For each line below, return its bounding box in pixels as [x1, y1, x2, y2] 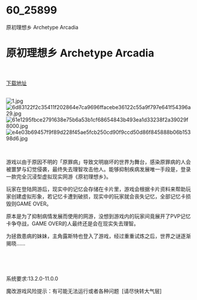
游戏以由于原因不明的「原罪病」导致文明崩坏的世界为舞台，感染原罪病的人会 [6, 158, 191, 165]
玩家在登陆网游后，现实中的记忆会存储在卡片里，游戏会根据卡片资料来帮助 [6, 186, 186, 193]
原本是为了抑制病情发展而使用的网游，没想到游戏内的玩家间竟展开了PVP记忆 [6, 213, 191, 220]
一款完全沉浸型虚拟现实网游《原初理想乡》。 [6, 173, 111, 180]
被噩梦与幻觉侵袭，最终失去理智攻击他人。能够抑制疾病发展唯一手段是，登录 [6, 166, 191, 173]
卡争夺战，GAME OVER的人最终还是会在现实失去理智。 [6, 220, 140, 227]
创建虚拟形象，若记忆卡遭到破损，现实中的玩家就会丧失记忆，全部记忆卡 [11, 193, 186, 200]
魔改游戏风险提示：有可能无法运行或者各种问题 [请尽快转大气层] [6, 287, 162, 294]
